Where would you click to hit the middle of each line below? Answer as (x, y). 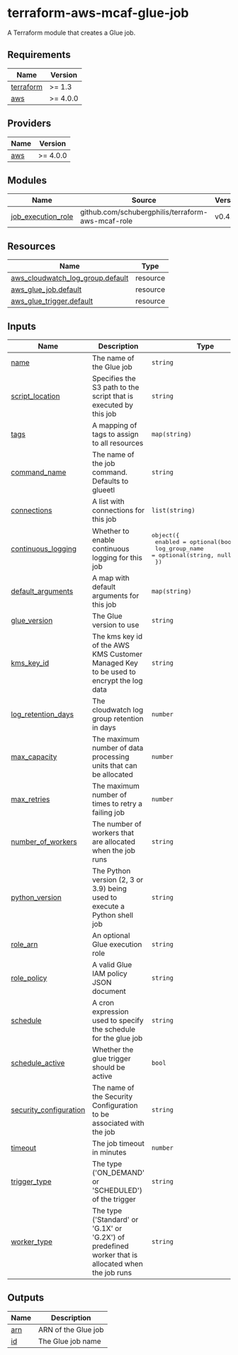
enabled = (170, 542)
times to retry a (117, 804)
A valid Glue (112, 965)
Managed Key (115, 663)
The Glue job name (69, 1341)
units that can (114, 766)
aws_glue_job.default (46, 290)
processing (110, 757)
